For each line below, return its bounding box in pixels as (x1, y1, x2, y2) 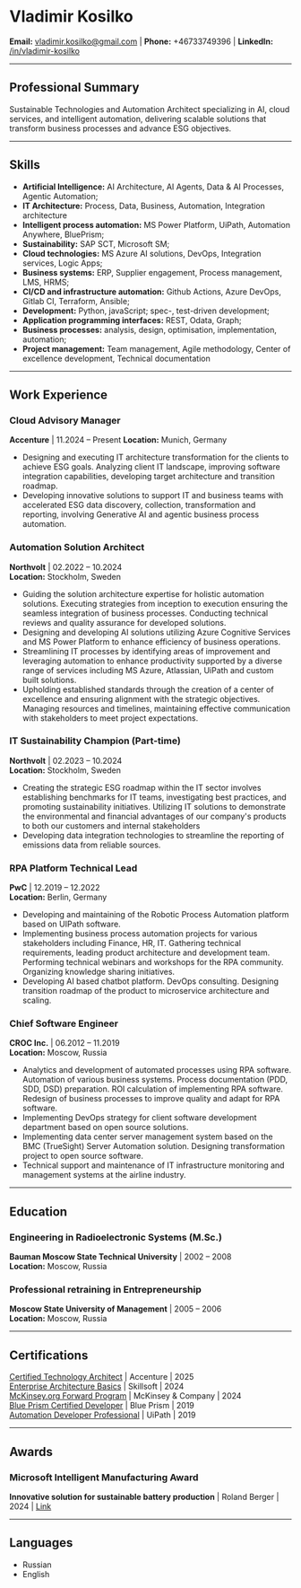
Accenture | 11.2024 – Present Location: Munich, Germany (9, 434, 228, 445)
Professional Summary (9, 80, 140, 95)
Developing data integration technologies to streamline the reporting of (21, 829, 285, 840)
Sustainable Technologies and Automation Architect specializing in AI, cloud (9, 103, 290, 114)
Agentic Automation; (21, 190, 99, 201)
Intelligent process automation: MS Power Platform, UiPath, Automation (21, 219, 291, 230)
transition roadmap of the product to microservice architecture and (21, 986, 270, 996)
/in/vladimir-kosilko (9, 45, 81, 56)
